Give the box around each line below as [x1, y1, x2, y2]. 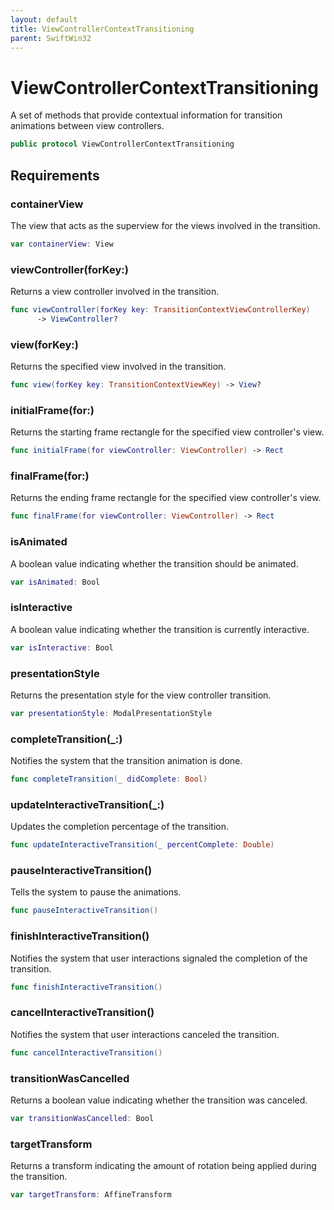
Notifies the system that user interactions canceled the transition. [10, 1028, 280, 1040]
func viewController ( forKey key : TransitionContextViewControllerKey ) [10, 305, 311, 315]
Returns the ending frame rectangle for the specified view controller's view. [10, 492, 322, 504]
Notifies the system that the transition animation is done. [10, 755, 243, 767]
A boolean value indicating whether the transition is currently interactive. [10, 623, 310, 635]
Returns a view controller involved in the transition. [10, 286, 220, 298]
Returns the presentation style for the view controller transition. [10, 689, 272, 701]
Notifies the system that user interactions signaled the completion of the [10, 952, 308, 964]
